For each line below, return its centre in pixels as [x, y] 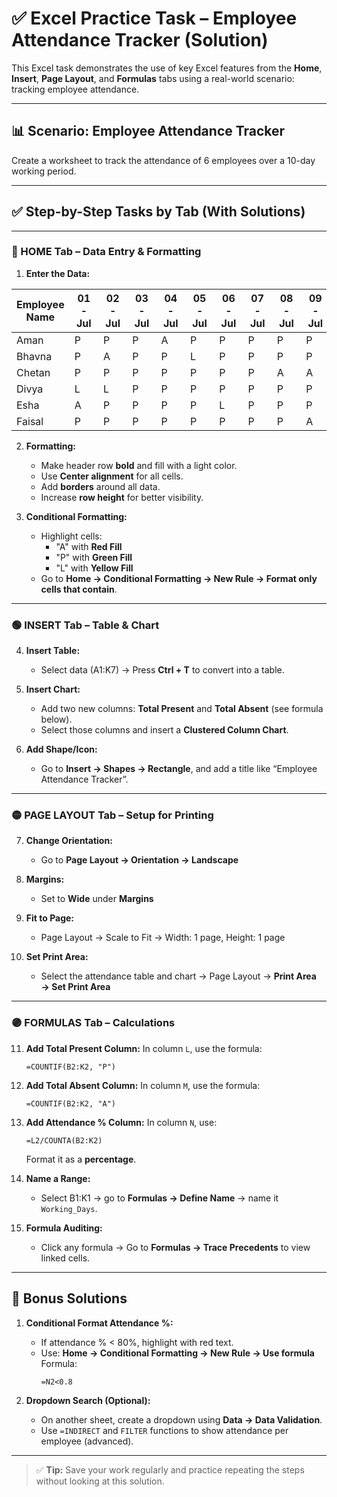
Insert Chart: [53, 689]
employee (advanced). [87, 1441]
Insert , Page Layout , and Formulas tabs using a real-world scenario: [153, 78]
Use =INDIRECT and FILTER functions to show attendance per [164, 1430]
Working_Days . [69, 1208]
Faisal [30, 421]
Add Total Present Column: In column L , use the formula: [144, 1048]
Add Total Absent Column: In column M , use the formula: [143, 1085]
